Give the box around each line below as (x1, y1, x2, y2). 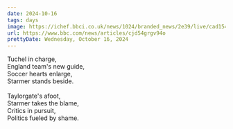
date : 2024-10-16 (7, 10, 58, 17)
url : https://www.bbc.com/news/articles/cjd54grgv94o (7, 29, 166, 37)
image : (7, 23, 26, 30)
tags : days (7, 17, 39, 24)
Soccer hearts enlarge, (7, 70, 73, 78)
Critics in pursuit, (7, 107, 56, 115)
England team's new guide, (7, 62, 85, 71)
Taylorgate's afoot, (7, 92, 61, 101)
